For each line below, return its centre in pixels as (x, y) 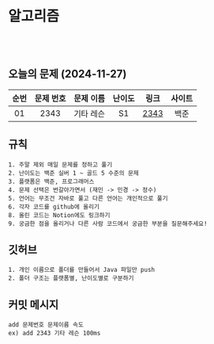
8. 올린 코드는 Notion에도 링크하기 (59, 215)
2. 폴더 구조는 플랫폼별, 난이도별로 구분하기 (71, 278)
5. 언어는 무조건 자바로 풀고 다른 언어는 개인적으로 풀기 (88, 198)
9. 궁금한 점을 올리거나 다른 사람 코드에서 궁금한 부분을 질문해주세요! (108, 224)
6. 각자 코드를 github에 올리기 (54, 207)
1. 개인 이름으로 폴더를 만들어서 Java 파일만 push (82, 270)
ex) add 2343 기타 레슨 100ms (54, 334)
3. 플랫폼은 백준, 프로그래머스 (51, 182)
